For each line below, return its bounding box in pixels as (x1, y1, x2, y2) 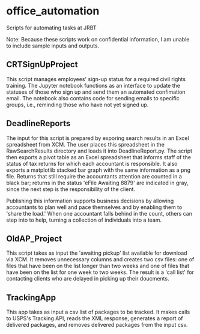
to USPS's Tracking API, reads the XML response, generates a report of (6, 315, 183, 322)
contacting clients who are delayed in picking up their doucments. (6, 275, 169, 282)
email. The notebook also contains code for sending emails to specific (6, 94, 180, 102)
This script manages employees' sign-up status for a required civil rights (6, 75, 186, 82)
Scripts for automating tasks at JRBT (6, 24, 97, 31)
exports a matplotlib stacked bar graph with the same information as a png (6, 166, 191, 174)
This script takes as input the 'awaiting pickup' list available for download (6, 249, 187, 257)
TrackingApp (6, 293, 56, 303)
